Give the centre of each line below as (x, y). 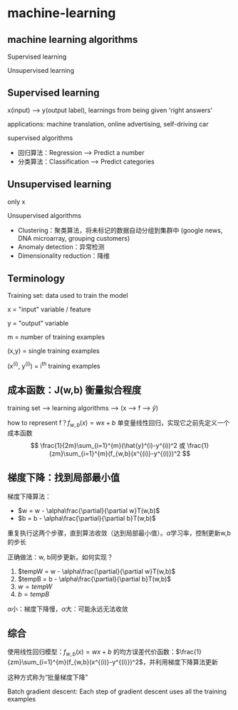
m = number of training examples (56, 337)
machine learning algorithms (73, 40)
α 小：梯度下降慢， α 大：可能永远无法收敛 (68, 609)
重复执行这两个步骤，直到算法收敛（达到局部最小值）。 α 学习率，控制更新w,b (119, 533)
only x (16, 201)
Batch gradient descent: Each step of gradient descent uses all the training (117, 691)
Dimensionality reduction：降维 (64, 256)
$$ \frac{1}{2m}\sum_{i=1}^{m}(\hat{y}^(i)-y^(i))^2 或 (108, 445)
